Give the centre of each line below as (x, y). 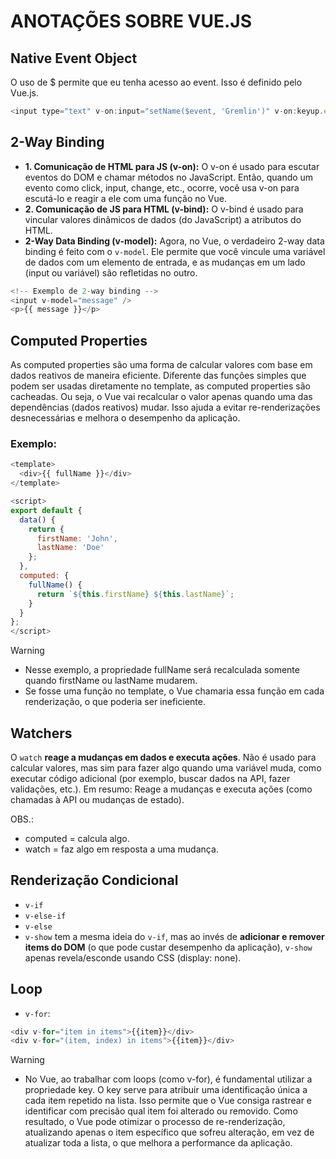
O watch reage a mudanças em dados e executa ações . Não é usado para (163, 757)
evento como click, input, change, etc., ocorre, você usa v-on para (162, 187)
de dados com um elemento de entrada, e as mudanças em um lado (165, 262)
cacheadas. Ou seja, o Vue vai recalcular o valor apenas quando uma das (161, 397)
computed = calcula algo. (77, 838)
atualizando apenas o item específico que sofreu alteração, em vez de (169, 1132)
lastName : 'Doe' (70, 548)
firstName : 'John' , (77, 538)
